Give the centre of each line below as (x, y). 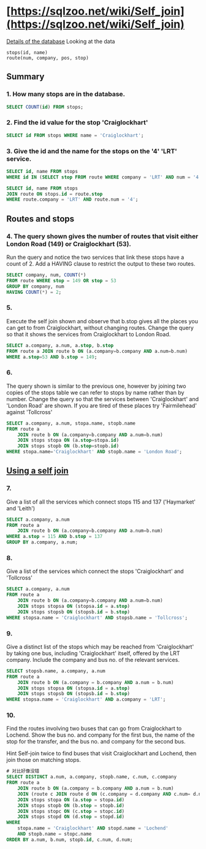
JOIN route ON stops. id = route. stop (55, 194)
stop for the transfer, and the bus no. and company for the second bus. (96, 742)
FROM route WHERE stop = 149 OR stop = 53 (61, 280)
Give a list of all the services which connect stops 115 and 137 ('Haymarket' (101, 502)
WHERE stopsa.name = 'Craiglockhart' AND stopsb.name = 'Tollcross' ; (97, 618)
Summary (25, 77)
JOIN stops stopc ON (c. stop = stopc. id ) (71, 811)
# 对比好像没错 (23, 771)
